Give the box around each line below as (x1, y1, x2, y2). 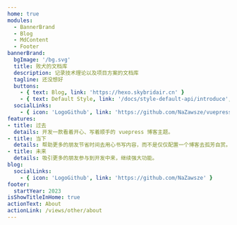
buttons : (13, 83, 39, 90)
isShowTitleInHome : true (7, 194, 80, 201)
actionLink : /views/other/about (7, 207, 102, 214)
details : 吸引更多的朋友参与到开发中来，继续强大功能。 (13, 154, 158, 162)
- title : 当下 (7, 135, 47, 142)
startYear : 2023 (13, 188, 61, 195)
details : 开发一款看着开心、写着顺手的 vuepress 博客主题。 (13, 128, 174, 135)
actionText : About (7, 200, 61, 208)
